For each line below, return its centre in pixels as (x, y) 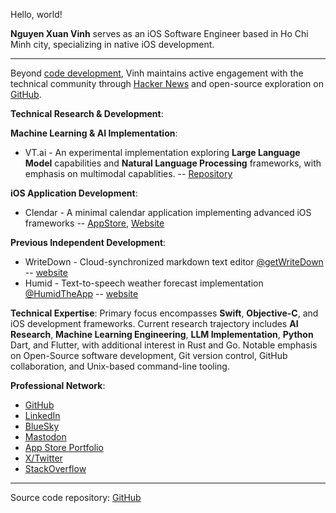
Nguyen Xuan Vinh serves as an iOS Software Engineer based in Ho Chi (159, 33)
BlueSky (42, 426)
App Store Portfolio (64, 447)
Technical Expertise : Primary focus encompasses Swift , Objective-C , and (164, 313)
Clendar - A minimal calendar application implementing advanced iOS (168, 212)
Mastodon (45, 437)
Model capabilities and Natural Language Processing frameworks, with (173, 163)
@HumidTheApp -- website (81, 293)
